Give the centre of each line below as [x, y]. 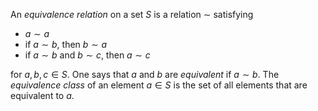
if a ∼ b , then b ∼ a [66, 44]
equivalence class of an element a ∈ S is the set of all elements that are [159, 85]
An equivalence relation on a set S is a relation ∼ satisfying [132, 14]
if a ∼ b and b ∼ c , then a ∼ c [87, 55]
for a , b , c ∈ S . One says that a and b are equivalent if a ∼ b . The [145, 74]
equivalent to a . [42, 95]
